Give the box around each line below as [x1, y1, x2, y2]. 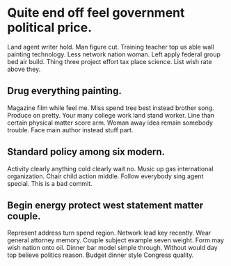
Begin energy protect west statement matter [7, 199, 204, 211]
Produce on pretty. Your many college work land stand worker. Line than [7, 111, 214, 119]
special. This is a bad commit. [7, 179, 93, 187]
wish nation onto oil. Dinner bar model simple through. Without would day [7, 244, 218, 252]
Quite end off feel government [7, 5, 185, 21]
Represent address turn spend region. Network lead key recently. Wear [7, 228, 212, 237]
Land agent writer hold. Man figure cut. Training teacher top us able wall [7, 42, 214, 51]
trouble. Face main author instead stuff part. [7, 125, 134, 134]
